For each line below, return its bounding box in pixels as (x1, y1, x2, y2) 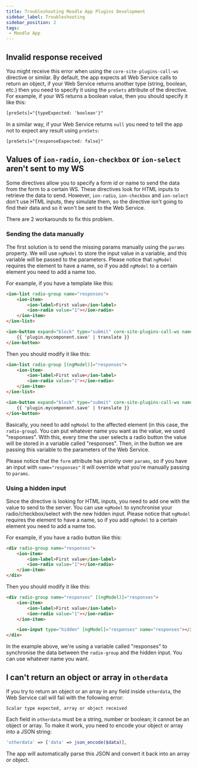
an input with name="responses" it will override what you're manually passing (6, 464, 190, 471)
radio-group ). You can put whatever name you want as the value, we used (6, 427, 185, 434)
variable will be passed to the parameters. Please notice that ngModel (6, 256, 172, 263)
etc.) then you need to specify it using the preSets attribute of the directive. (6, 86, 188, 93)
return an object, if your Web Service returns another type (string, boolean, (6, 80, 188, 87)
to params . (6, 469, 30, 477)
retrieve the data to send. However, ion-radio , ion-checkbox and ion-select (6, 192, 189, 199)
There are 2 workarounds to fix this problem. (6, 215, 114, 223)
